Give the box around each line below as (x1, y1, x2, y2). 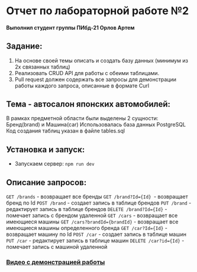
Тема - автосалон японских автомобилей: (6, 99, 170, 109)
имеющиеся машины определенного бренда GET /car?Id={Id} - (6, 225, 167, 232)
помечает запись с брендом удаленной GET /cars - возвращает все (6, 212, 178, 219)
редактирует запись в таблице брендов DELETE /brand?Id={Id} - (6, 206, 167, 213)
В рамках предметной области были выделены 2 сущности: (6, 115, 159, 122)
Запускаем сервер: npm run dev (14, 160, 95, 167)
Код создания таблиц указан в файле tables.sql (6, 127, 125, 134)
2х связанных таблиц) (14, 63, 71, 70)
